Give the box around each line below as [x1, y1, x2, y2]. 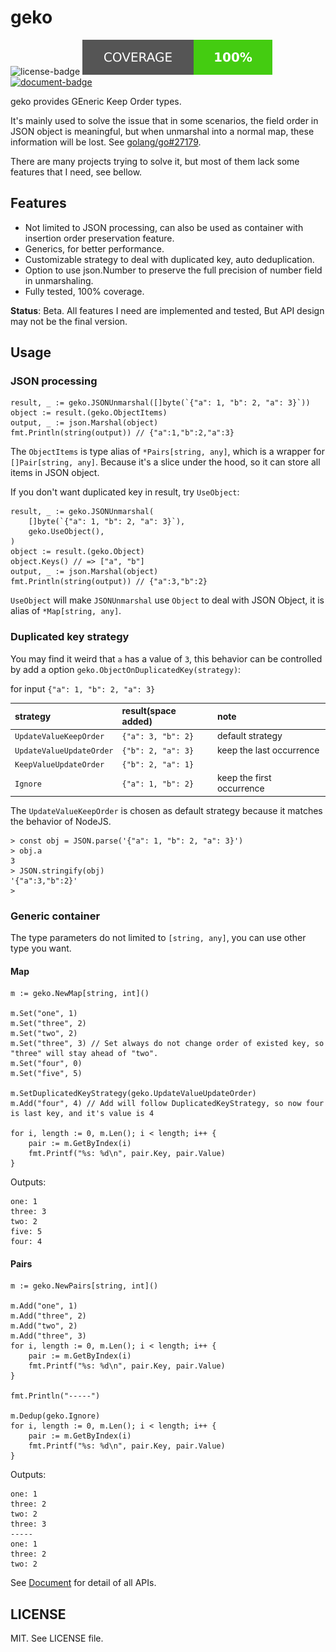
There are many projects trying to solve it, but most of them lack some [10, 155, 300, 167]
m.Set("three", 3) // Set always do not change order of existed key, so [10, 1039, 325, 1049]
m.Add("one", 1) [10, 1301, 78, 1311]
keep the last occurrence [216, 744, 320, 756]
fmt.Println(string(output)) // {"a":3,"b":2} [10, 577, 208, 587]
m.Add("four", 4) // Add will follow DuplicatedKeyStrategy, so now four [10, 1099, 325, 1109]
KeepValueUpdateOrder [14, 759, 105, 770]
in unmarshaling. [24, 274, 94, 286]
